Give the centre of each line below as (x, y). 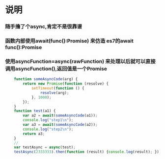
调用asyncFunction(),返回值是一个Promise (56, 68)
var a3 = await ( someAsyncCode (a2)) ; (60, 125)
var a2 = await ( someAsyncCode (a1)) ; (60, 115)
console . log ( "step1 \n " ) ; (48, 120)
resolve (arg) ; (55, 93)
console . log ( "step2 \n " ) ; (48, 129)
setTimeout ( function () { (58, 89)
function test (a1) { (35, 111)
